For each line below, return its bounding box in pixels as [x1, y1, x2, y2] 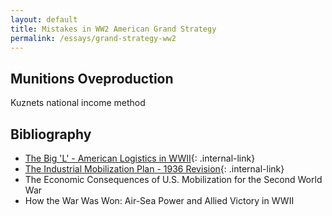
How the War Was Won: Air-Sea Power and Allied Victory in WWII [24, 195, 295, 206]
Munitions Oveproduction [10, 70, 174, 87]
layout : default [10, 14, 78, 25]
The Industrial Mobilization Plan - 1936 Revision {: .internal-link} [24, 163, 285, 175]
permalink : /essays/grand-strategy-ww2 [10, 33, 177, 43]
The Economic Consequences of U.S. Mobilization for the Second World [24, 174, 323, 185]
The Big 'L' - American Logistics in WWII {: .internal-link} [24, 152, 256, 164]
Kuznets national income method [10, 97, 146, 109]
